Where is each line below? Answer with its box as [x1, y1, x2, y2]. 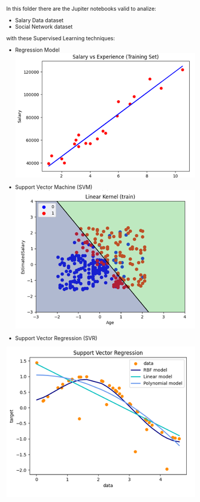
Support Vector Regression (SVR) [14, 335, 98, 342]
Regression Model [14, 46, 60, 53]
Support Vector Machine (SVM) [14, 183, 93, 191]
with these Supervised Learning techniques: [6, 35, 115, 41]
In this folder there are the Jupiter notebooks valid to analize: [6, 5, 157, 12]
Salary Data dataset [14, 17, 64, 23]
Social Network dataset [14, 23, 73, 30]
